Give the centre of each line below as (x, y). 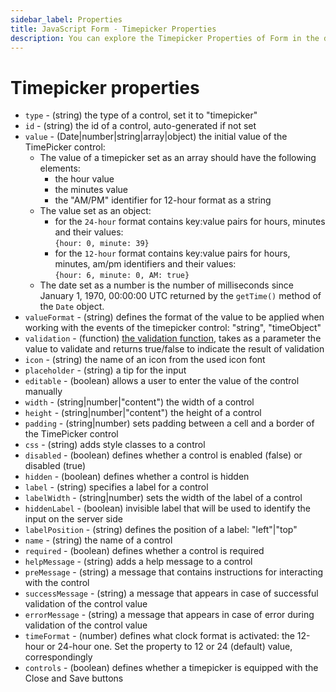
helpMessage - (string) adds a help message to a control (138, 562)
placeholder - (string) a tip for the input (105, 370)
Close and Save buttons (74, 678)
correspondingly (58, 657)
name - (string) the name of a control (98, 540)
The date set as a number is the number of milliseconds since (166, 285)
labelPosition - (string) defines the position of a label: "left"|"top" (161, 530)
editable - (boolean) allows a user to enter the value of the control (162, 381)
